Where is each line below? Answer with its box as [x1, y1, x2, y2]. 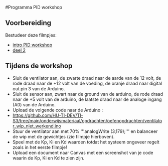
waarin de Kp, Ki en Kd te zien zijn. [12, 155, 85, 161]
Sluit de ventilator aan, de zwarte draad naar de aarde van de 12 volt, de [12, 75, 161, 81]
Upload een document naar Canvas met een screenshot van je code [12, 149, 153, 155]
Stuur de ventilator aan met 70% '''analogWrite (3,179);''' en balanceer [12, 128, 158, 134]
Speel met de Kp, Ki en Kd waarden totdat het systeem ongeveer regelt [12, 139, 159, 145]
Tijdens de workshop [5, 62, 73, 70]
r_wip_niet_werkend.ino [12, 123, 61, 129]
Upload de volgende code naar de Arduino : [12, 107, 103, 113]
